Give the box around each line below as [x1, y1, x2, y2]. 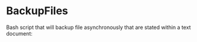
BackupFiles [6, 4, 68, 18]
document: [6, 30, 33, 37]
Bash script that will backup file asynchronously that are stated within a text [6, 24, 191, 31]
